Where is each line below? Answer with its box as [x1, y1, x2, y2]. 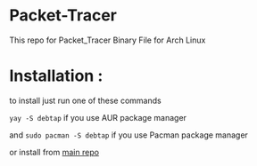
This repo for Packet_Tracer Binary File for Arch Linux [9, 35, 206, 45]
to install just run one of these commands [9, 95, 162, 106]
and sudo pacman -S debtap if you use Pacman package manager [9, 130, 248, 140]
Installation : [9, 66, 104, 86]
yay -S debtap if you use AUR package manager [9, 112, 187, 123]
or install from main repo [9, 146, 100, 157]
